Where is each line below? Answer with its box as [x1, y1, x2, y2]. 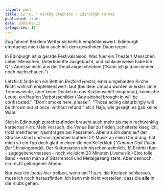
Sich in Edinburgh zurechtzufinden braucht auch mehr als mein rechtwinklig [5, 119, 158, 125]
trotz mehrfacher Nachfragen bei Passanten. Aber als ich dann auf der [5, 129, 147, 135]
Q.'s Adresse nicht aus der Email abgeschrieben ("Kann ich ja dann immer [5, 64, 154, 70]
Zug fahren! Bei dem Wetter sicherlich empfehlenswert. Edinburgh [5, 39, 139, 44]
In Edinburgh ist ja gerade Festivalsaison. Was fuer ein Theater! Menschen [5, 53, 155, 59]
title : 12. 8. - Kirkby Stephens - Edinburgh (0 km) [5, 12, 115, 17]
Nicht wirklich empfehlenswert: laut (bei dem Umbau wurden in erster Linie [5, 84, 157, 89]
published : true [5, 16, 38, 21]
